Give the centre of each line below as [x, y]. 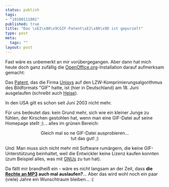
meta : [11, 38]
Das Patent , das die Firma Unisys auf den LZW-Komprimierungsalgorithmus [84, 82]
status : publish [22, 10]
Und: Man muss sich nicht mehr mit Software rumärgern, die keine [74, 148]
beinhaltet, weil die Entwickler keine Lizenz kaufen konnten [97, 153]
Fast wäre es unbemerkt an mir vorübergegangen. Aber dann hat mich [78, 61]
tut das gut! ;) [85, 138]
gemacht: [15, 72]
